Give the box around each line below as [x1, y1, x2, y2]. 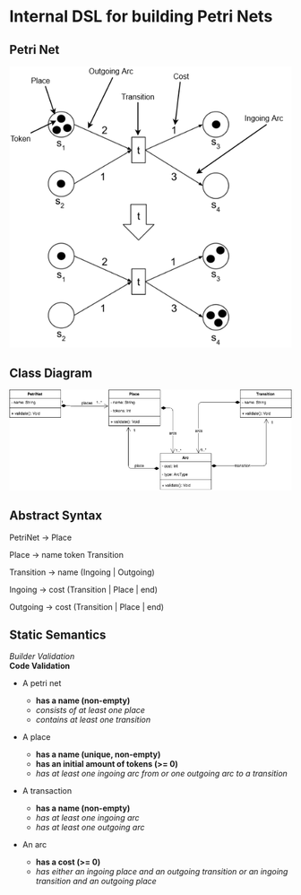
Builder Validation [9, 651, 75, 662]
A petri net [21, 678, 62, 689]
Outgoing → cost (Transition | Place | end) [9, 601, 164, 612]
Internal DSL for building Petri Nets [9, 6, 273, 27]
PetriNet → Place [9, 532, 73, 543]
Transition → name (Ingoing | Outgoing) [9, 567, 155, 578]
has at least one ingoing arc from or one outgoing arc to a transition [35, 769, 288, 779]
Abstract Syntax [9, 508, 103, 524]
